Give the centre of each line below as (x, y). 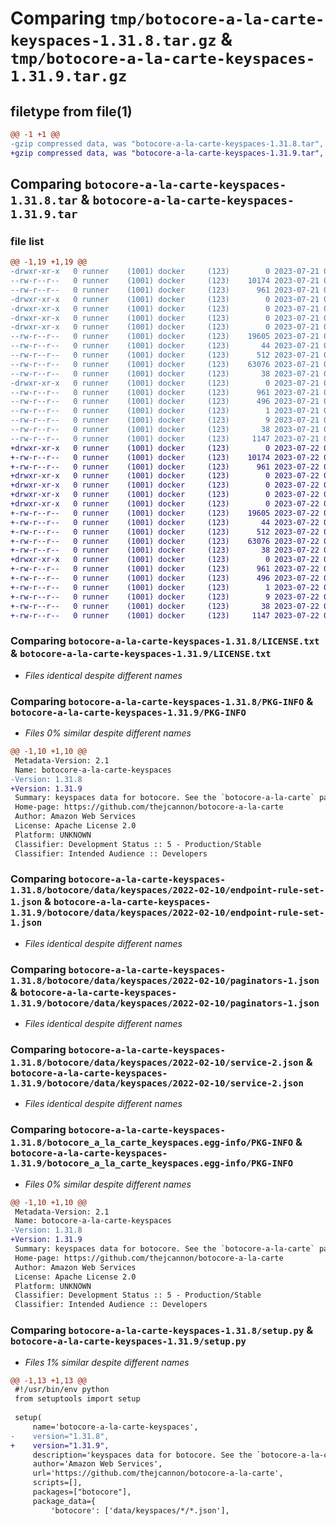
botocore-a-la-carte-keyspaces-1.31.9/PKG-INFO (128, 712)
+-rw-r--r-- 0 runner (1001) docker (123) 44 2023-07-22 (165, 522)
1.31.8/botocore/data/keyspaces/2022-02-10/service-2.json (157, 1063)
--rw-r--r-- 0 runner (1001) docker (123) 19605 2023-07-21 (165, 337)
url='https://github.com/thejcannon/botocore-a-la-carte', (158, 1473)
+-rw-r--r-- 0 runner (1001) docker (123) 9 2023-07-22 (165, 597)
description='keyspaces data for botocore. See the (142, 1455)
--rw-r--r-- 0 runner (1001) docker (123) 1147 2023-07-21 (165, 438)
